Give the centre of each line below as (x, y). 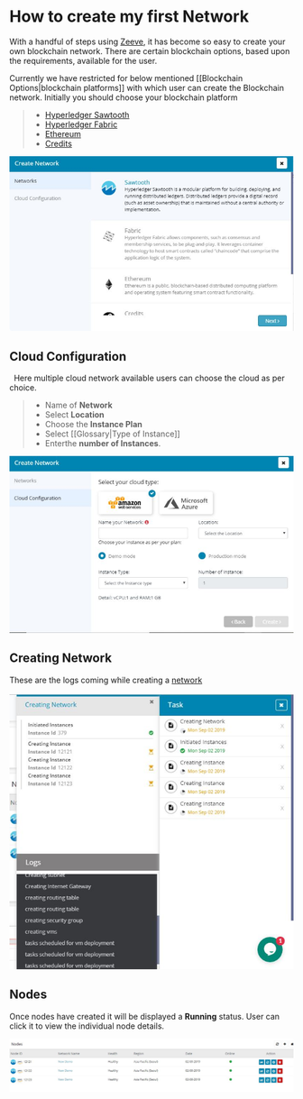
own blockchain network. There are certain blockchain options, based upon (150, 50)
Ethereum (63, 133)
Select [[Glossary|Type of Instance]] (112, 434)
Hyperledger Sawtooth (87, 114)
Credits (58, 143)
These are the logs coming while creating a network (106, 680)
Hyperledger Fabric (81, 124)
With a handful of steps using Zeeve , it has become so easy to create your (147, 41)
